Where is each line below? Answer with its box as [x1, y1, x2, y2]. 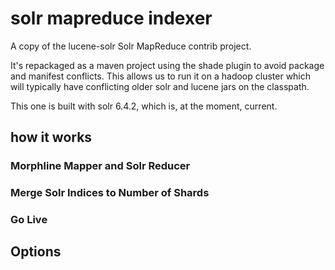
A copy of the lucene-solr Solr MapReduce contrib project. [10, 40, 252, 52]
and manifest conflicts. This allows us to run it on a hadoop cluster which [10, 70, 312, 82]
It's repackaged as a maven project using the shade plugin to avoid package [10, 59, 325, 71]
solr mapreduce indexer [10, 7, 213, 30]
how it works [10, 129, 93, 146]
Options [10, 243, 62, 261]
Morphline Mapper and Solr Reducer [10, 159, 191, 173]
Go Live [10, 213, 48, 227]
